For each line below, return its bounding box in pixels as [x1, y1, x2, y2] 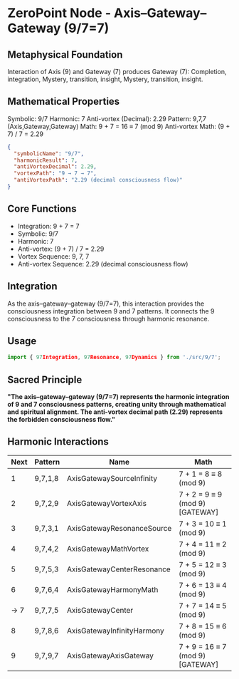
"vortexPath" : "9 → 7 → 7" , [14, 170, 97, 177]
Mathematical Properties [7, 95, 120, 108]
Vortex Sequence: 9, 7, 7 [17, 252, 90, 261]
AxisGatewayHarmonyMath [66, 584, 159, 594]
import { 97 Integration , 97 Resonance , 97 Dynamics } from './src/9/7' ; [7, 354, 221, 361]
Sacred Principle [7, 373, 83, 385]
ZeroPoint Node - [7, 5, 112, 21]
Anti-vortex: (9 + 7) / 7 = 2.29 [17, 244, 105, 253]
